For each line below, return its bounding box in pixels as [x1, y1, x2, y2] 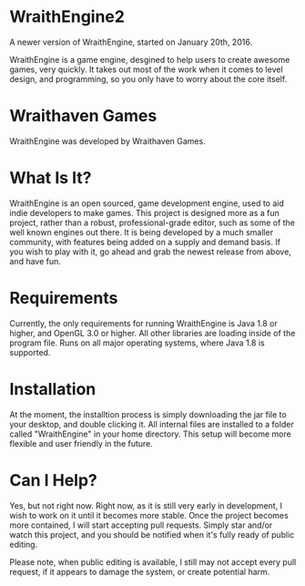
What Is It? [9, 168, 92, 189]
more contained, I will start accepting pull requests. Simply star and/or [9, 519, 273, 530]
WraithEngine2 [9, 6, 126, 27]
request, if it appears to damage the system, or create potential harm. [9, 566, 270, 577]
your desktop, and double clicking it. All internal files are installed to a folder [9, 418, 294, 429]
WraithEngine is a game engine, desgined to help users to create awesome [9, 54, 290, 65]
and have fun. [9, 255, 62, 266]
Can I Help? [9, 469, 98, 490]
